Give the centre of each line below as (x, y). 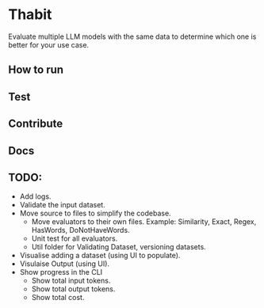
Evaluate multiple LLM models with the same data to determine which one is (132, 36)
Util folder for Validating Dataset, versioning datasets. (119, 247)
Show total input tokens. (71, 281)
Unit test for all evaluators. (75, 238)
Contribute (36, 124)
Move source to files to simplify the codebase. (96, 213)
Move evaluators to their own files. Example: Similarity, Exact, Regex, (144, 222)
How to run (36, 70)
